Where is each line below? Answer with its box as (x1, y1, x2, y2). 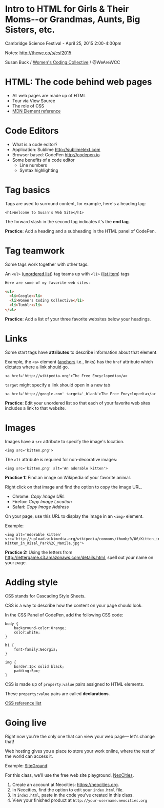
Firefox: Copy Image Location (12, 498, 72, 504)
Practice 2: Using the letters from (5, 549, 73, 555)
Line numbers (19, 162, 47, 168)
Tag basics (5, 185, 50, 195)
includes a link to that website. (5, 405, 66, 411)
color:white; (14, 630, 41, 635)
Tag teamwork (5, 245, 65, 256)
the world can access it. (5, 753, 53, 759)
